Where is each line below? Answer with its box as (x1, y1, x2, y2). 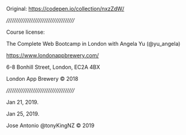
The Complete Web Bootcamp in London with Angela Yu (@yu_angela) (6, 40, 181, 47)
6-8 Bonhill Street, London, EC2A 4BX (6, 63, 100, 71)
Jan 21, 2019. (6, 99, 39, 105)
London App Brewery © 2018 (6, 75, 79, 82)
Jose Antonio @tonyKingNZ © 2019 (6, 122, 95, 129)
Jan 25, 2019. (6, 110, 40, 117)
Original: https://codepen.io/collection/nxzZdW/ (6, 5, 125, 12)
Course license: (6, 28, 45, 36)
